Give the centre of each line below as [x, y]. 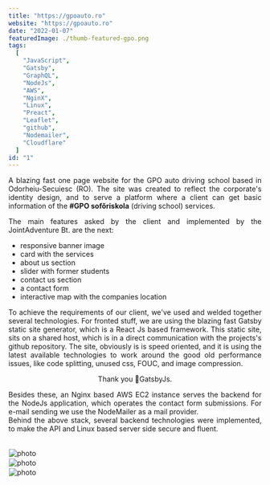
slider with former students [65, 271]
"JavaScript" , [46, 61]
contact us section [51, 280]
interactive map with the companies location [93, 297]
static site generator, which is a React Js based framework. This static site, [135, 329]
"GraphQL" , [41, 75]
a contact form [45, 288]
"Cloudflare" [45, 143]
